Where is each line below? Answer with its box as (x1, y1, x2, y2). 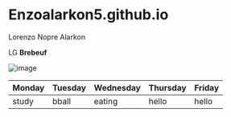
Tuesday (52, 82, 87, 93)
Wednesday (93, 82, 141, 93)
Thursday (148, 82, 187, 93)
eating (93, 95, 118, 107)
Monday (12, 82, 45, 93)
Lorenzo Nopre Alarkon (8, 32, 86, 42)
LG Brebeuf (8, 47, 47, 57)
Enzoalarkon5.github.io (8, 6, 169, 24)
